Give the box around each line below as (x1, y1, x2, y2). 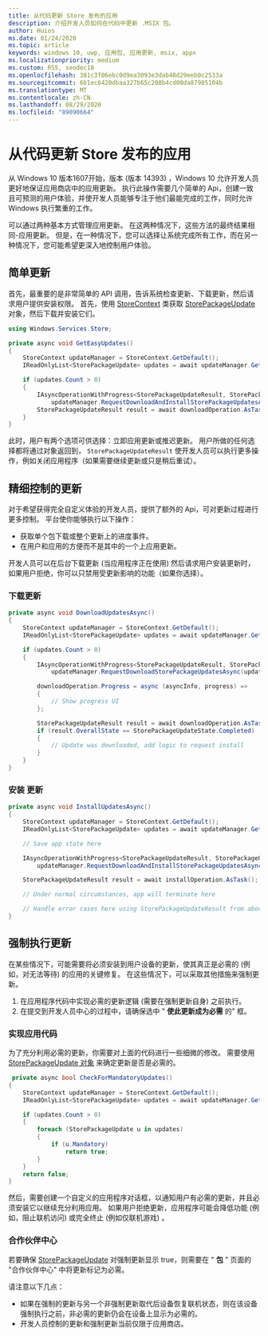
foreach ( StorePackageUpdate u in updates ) (37, 1126, 183, 1134)
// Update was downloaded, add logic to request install (50, 742, 245, 750)
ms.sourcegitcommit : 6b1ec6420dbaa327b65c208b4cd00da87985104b (8, 78, 223, 86)
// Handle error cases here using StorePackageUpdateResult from (22, 905, 245, 913)
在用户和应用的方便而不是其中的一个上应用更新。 (19, 542, 181, 551)
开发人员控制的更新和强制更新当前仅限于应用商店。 (19, 1318, 188, 1328)
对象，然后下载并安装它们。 (8, 309, 100, 318)
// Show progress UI (50, 698, 120, 706)
